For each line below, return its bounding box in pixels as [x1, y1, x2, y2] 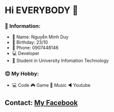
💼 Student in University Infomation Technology [12, 58, 109, 64]
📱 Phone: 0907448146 [12, 45, 59, 51]
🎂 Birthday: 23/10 [12, 39, 48, 45]
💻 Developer [12, 50, 40, 57]
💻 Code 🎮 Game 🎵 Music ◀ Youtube [12, 82, 91, 88]
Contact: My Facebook [5, 98, 78, 107]
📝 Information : [5, 23, 41, 30]
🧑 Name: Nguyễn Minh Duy [12, 34, 69, 40]
